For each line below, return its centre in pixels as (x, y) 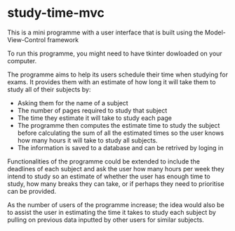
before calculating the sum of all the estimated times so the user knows (121, 133)
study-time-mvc (56, 13)
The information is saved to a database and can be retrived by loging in (120, 147)
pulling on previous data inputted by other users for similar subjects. (106, 220)
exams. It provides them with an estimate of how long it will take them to (112, 81)
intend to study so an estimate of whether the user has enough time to (109, 176)
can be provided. (32, 191)
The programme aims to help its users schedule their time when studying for (117, 74)
